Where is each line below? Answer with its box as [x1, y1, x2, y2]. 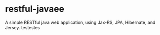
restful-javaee [5, 3, 65, 15]
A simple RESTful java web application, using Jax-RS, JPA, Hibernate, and [5, 19, 156, 25]
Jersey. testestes [5, 24, 40, 30]
